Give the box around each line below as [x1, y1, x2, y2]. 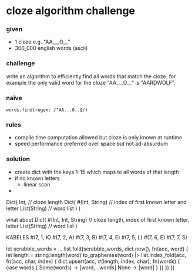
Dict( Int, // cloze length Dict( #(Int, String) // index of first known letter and [6, 198, 187, 205]
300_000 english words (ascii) [14, 45, 88, 52]
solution [6, 155, 31, 163]
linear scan [23, 181, 51, 188]
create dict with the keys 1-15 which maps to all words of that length [14, 168, 179, 175]
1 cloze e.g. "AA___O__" [14, 38, 70, 45]
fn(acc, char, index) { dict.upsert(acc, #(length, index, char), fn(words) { [6, 258, 180, 265]
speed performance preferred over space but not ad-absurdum [14, 140, 169, 148]
